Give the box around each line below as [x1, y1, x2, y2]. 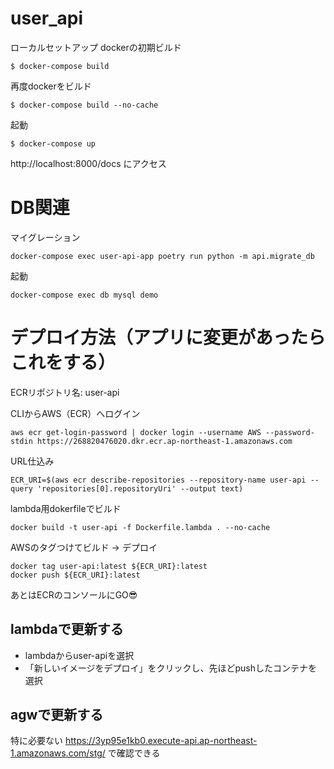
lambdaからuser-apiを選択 [24, 649, 135, 661]
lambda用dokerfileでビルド [10, 502, 122, 514]
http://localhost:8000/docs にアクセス [10, 157, 167, 169]
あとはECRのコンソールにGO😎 [10, 588, 138, 601]
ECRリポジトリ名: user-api [10, 386, 120, 398]
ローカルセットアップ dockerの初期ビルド [10, 41, 182, 53]
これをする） [10, 352, 117, 374]
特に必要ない [10, 735, 63, 747]
